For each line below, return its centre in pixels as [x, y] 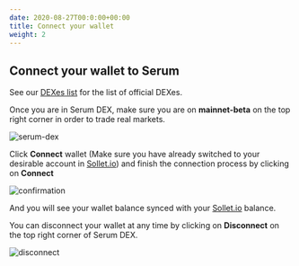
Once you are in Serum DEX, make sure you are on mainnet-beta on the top [150, 110]
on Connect [31, 173]
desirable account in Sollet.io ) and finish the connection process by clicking [149, 164]
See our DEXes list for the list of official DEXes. [96, 93]
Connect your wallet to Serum [94, 71]
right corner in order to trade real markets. [88, 120]
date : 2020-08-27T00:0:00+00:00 [70, 18]
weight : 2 [28, 34]
